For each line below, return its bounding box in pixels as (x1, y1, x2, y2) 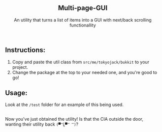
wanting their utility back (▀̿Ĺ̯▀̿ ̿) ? (5, 121, 79, 127)
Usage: (5, 89, 28, 97)
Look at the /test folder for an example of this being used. (5, 102, 124, 107)
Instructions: (5, 46, 46, 54)
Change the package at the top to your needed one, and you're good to (12, 69, 158, 75)
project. (12, 64, 28, 70)
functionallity (69, 22, 96, 28)
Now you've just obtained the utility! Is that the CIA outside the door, (5, 116, 144, 122)
